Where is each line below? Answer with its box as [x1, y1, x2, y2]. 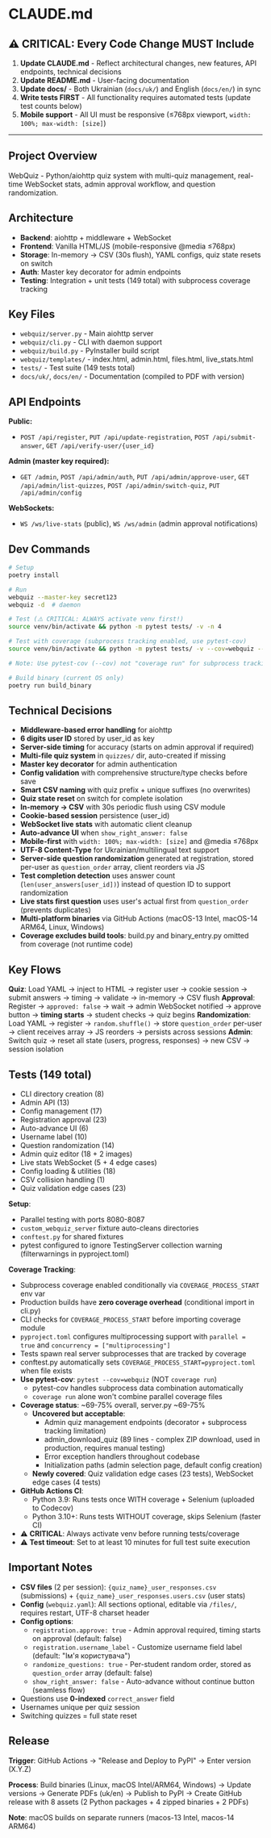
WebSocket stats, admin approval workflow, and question [24, 179, 216, 189]
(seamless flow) [31, 1685, 86, 1694]
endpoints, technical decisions [19, 67, 123, 77]
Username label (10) [19, 1132, 87, 1142]
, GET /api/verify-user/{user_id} [41, 441, 155, 450]
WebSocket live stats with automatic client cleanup [19, 820, 192, 829]
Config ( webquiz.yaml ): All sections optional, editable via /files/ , [19, 1599, 237, 1609]
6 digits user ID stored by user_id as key [19, 733, 155, 743]
